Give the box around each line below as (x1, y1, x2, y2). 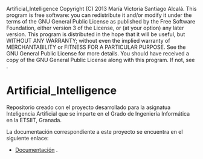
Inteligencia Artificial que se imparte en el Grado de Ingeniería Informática (6, 110, 190, 117)
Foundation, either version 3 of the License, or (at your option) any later (6, 24, 184, 31)
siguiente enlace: (6, 134, 49, 142)
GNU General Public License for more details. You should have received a (6, 50, 189, 57)
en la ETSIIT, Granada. (6, 116, 62, 123)
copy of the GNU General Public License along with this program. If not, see (6, 57, 195, 63)
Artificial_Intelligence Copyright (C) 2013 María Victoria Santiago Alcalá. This (6, 5, 197, 12)
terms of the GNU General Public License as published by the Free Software (6, 18, 196, 25)
